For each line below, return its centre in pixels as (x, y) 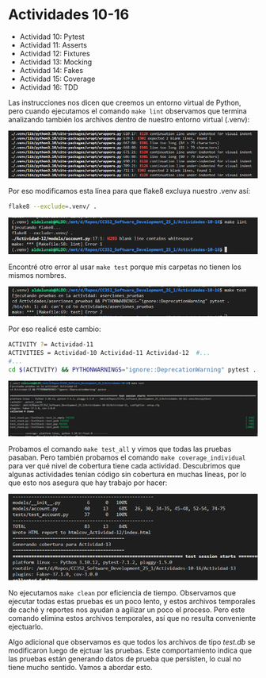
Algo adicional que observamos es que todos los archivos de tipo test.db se (132, 642)
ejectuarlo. (26, 627)
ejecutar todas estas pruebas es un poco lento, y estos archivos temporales (132, 602)
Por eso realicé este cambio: (55, 329)
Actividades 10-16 (68, 15)
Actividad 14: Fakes (51, 70)
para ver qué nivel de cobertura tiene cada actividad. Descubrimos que (124, 465)
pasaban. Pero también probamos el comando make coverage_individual (127, 457)
